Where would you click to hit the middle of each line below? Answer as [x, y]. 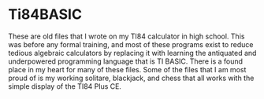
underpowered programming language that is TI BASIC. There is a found [125, 61]
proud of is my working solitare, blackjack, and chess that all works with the [131, 78]
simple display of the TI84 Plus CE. [65, 86]
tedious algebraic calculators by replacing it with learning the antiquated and [132, 53]
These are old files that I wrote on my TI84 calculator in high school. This [126, 36]
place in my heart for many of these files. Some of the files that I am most [127, 69]
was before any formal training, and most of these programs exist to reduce [131, 44]
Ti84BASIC [45, 15]
